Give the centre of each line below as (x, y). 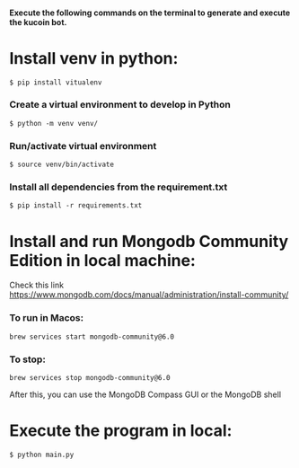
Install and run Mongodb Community (149, 241)
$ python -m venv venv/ (54, 123)
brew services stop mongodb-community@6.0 (90, 377)
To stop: (28, 359)
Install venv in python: (94, 58)
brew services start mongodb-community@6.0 (92, 337)
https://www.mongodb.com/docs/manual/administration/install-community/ (149, 295)
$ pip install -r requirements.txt (76, 206)
